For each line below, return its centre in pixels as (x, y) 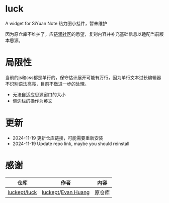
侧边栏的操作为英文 (32, 101)
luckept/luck (22, 192)
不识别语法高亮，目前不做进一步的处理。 (47, 84)
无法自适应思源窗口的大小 (39, 94)
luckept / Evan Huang (66, 192)
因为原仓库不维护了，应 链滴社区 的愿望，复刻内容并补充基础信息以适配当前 (82, 34)
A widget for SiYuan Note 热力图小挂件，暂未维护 (56, 23)
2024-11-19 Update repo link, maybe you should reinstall (71, 144)
